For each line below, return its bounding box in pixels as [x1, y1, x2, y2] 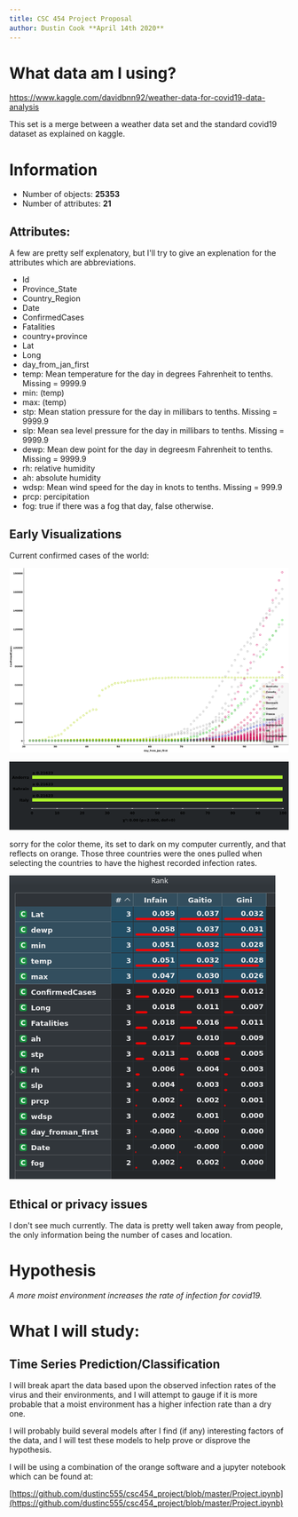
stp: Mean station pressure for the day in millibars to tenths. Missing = [21, 407, 278, 417]
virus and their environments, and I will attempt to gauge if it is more [9, 1390, 258, 1401]
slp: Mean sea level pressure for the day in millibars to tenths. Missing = [21, 425, 286, 436]
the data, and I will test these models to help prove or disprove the [9, 1435, 251, 1446]
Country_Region [21, 293, 82, 304]
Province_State [21, 284, 78, 295]
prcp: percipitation [21, 491, 90, 502]
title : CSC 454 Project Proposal [9, 14, 133, 23]
